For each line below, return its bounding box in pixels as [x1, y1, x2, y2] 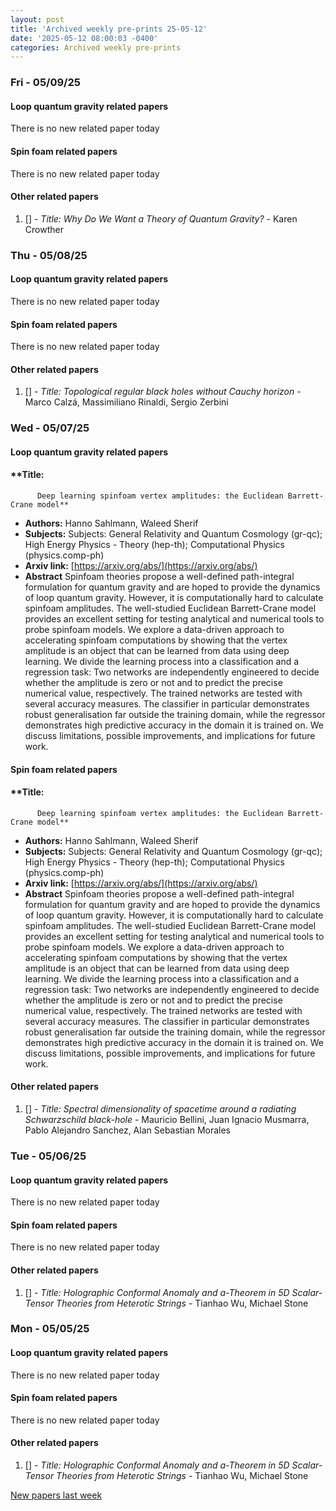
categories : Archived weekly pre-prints [10, 42, 182, 53]
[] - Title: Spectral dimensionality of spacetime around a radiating [24, 1103, 297, 1115]
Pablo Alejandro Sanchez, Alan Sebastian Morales [24, 1124, 232, 1136]
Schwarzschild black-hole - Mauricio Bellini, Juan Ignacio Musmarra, [24, 1114, 310, 1126]
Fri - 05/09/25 [10, 76, 81, 90]
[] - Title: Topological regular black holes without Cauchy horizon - [24, 386, 302, 398]
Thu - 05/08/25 [10, 248, 88, 262]
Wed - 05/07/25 [10, 421, 90, 435]
